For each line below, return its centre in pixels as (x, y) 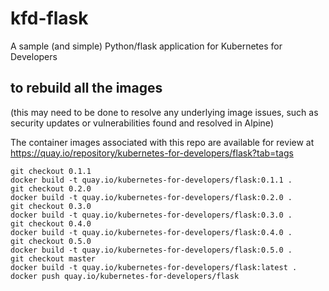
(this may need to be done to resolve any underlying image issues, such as (164, 112)
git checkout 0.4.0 (51, 223)
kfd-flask (49, 18)
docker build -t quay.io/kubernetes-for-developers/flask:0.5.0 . (151, 250)
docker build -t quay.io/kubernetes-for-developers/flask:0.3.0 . (151, 215)
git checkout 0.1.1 (51, 171)
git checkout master (53, 258)
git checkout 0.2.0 (51, 188)
